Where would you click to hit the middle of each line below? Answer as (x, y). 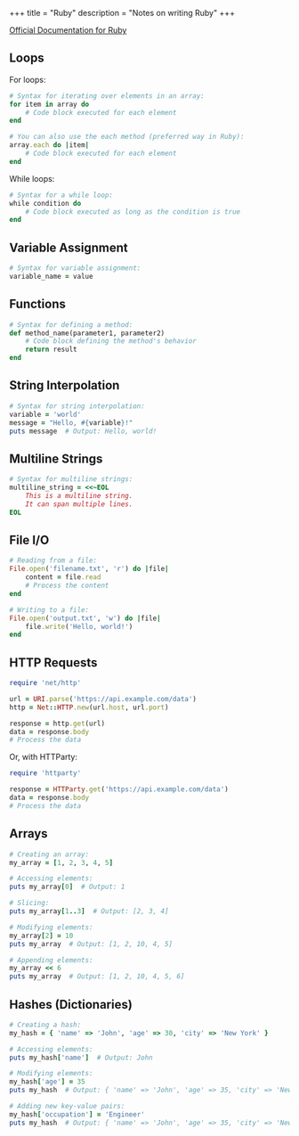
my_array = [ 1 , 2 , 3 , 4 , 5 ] (61, 862)
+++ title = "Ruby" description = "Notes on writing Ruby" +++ (122, 13)
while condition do (45, 203)
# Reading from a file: (53, 560)
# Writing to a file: (49, 609)
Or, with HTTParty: (44, 757)
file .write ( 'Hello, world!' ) (79, 626)
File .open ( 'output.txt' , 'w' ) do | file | (85, 618)
